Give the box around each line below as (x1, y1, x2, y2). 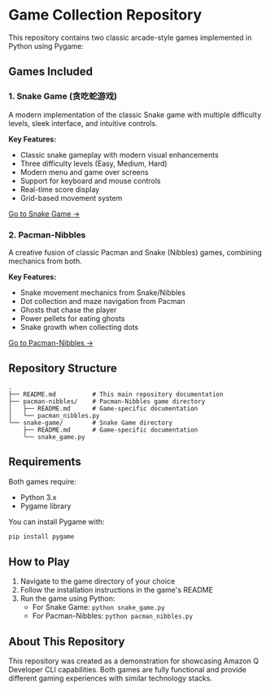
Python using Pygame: (8, 41, 84, 50)
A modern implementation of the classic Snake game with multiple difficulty (8, 110, 262, 120)
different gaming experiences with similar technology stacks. (8, 673, 213, 684)
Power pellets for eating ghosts (20, 313, 125, 323)
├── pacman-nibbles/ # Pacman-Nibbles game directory (8, 397, 206, 406)
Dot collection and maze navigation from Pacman (20, 296, 185, 306)
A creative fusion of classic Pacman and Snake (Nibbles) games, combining (8, 247, 263, 257)
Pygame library (20, 501, 72, 511)
